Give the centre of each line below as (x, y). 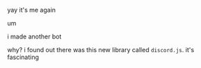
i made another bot (34, 36)
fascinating (23, 57)
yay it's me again (32, 10)
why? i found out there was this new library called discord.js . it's (101, 50)
